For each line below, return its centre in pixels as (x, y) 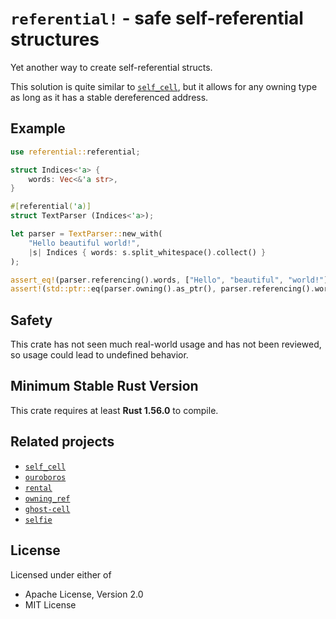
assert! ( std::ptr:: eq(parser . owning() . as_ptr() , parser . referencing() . (162, 289)
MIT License (50, 604)
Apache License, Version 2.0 (84, 594)
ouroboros (45, 477)
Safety (31, 320)
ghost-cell (47, 509)
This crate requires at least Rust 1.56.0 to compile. (114, 410)
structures (55, 39)
